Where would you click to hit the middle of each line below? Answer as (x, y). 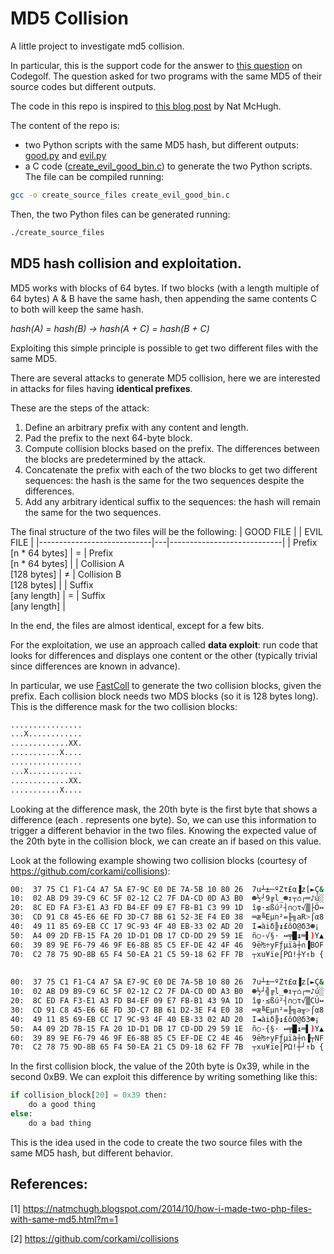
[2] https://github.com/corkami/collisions (95, 1238)
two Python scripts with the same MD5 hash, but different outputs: (161, 144)
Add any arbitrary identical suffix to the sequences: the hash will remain (173, 501)
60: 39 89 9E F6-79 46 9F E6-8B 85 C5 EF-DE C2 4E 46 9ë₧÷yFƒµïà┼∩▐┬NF (167, 1038)
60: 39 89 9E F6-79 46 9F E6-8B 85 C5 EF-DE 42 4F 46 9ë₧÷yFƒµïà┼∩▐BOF (167, 945)
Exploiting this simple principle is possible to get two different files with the (164, 348)
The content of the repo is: (65, 125)
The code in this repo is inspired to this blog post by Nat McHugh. (146, 106)
